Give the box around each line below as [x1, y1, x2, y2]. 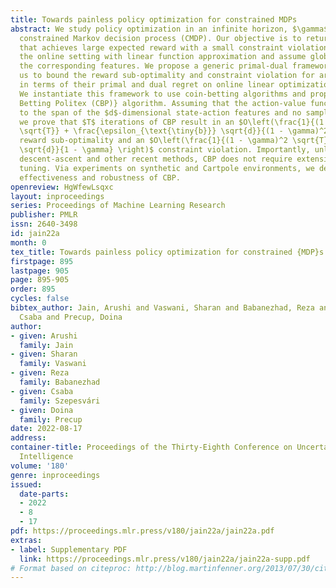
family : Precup [19, 414, 83, 425]
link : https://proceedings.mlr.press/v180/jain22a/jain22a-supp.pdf [19, 554, 311, 564]
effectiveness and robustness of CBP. [19, 172, 182, 183]
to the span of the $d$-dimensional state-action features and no [19, 107, 302, 118]
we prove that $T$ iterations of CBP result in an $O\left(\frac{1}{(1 [19, 117, 325, 127]
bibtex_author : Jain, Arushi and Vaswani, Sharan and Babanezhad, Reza [10, 303, 315, 313]
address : [10, 433, 47, 443]
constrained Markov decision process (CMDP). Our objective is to [19, 33, 302, 43]
